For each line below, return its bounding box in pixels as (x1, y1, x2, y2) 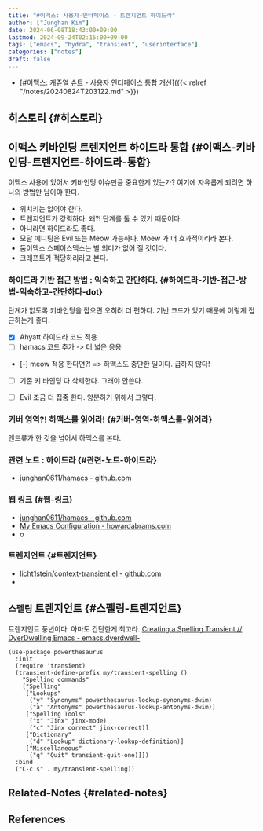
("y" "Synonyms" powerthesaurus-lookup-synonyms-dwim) (28, 696, 213, 704)
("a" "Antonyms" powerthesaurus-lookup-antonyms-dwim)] (28, 703, 216, 711)
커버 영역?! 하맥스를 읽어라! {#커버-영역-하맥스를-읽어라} (8, 414, 213, 425)
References (8, 813, 66, 826)
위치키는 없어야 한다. (19, 204, 83, 214)
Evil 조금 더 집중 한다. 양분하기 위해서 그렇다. (19, 392, 157, 401)
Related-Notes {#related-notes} (8, 786, 169, 800)
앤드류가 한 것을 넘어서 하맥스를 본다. (8, 433, 122, 442)
